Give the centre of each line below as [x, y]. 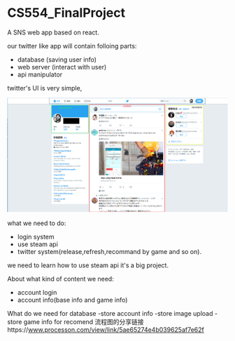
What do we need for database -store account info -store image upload [110, 313]
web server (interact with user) [62, 67]
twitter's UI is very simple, [45, 88]
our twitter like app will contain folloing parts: [72, 46]
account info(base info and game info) [72, 300]
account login [37, 292]
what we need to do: [37, 223]
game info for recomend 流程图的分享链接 [84, 321]
